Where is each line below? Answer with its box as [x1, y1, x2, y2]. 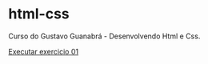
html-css [8, 5, 70, 23]
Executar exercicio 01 [8, 46, 78, 56]
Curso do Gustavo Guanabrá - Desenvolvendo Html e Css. [8, 31, 201, 41]
